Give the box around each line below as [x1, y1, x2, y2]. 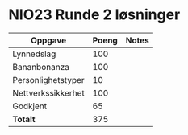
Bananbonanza [12, 61, 70, 72]
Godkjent [12, 100, 47, 112]
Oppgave [31, 35, 67, 46]
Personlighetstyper [12, 74, 85, 85]
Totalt [12, 113, 36, 125]
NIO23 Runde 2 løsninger [8, 6, 181, 24]
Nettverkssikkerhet [12, 87, 85, 98]
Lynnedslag [12, 48, 56, 59]
